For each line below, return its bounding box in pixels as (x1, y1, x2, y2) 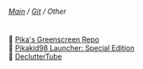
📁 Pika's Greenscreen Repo (8, 34, 99, 44)
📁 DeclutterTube (8, 51, 62, 61)
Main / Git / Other (8, 6, 67, 16)
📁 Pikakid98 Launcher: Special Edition (8, 43, 135, 52)
